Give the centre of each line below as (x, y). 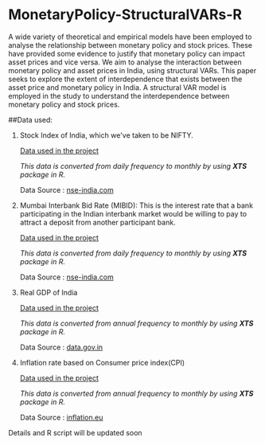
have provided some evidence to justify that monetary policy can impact (127, 53)
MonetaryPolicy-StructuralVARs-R (125, 15)
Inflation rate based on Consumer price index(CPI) (102, 362)
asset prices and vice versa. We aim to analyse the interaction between (125, 62)
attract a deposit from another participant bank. (98, 222)
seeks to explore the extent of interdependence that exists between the (125, 79)
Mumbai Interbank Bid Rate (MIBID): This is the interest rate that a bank (136, 205)
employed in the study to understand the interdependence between (119, 96)
